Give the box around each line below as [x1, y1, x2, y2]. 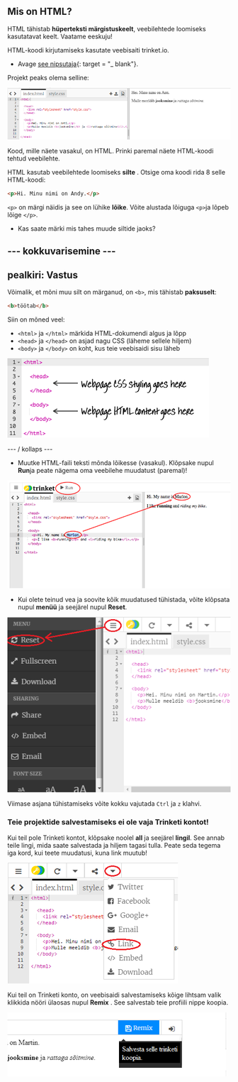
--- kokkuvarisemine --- [7, 245, 116, 257]
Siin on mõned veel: [7, 315, 65, 324]
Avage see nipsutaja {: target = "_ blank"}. [17, 60, 139, 68]
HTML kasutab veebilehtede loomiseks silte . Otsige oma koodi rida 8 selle [7, 168, 225, 177]
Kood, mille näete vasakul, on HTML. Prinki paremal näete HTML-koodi [7, 147, 214, 155]
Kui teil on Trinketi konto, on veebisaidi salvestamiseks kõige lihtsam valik [7, 990, 222, 999]
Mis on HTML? [7, 6, 72, 18]
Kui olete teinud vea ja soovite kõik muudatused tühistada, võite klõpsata [17, 595, 230, 603]
